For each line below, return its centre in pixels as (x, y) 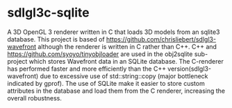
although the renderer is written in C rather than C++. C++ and (127, 46)
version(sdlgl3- (190, 69)
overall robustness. (35, 98)
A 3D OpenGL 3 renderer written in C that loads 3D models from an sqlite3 (114, 32)
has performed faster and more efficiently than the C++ (87, 69)
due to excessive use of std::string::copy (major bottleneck (124, 76)
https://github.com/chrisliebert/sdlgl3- (161, 39)
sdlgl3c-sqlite (49, 13)
